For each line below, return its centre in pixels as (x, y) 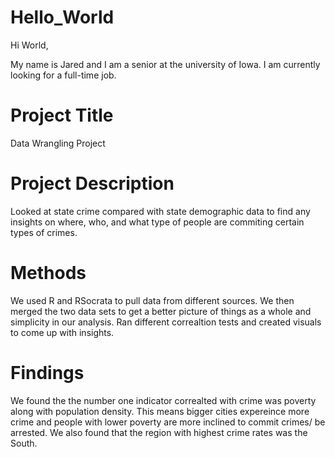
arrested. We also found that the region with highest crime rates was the (159, 432)
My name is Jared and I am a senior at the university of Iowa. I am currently (165, 64)
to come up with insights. (62, 332)
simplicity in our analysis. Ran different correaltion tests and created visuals (166, 322)
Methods (48, 273)
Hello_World (62, 17)
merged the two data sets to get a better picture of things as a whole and (161, 311)
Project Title (62, 115)
